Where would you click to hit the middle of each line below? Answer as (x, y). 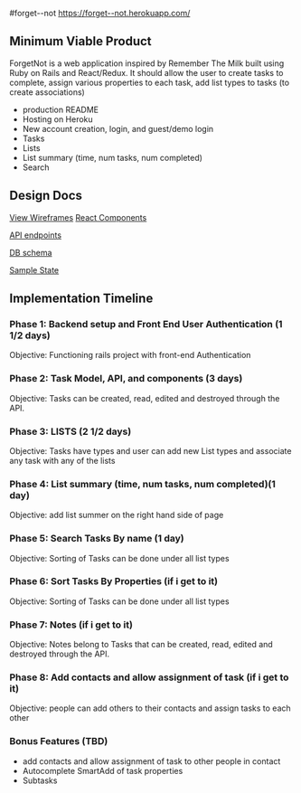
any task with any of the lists (62, 460)
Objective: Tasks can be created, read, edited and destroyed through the (145, 398)
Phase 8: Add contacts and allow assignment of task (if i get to (149, 677)
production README (61, 109)
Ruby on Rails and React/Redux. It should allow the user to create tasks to (146, 72)
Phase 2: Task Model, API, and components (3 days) (126, 379)
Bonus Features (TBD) (59, 741)
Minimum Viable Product (80, 41)
